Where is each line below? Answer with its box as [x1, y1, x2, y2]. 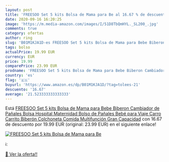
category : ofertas [5, 31, 44, 36]
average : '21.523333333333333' [5, 92, 71, 97]
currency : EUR [5, 54, 35, 59]
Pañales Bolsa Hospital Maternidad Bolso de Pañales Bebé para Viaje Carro [5, 111, 161, 117]
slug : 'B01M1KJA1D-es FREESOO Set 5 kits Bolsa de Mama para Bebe [5, 40, 147, 45]
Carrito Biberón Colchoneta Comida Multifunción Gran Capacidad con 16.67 [5, 116, 162, 122]
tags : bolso [5, 45, 30, 50]
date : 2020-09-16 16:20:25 [5, 17, 62, 22]
